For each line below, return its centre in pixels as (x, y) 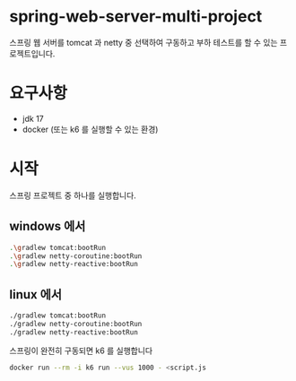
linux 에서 (36, 294)
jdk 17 (33, 118)
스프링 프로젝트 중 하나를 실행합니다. (73, 195)
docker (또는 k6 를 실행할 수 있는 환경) (90, 129)
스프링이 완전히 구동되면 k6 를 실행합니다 (81, 351)
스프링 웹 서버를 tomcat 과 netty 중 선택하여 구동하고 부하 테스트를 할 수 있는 (144, 42)
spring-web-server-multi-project (136, 17)
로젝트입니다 (31, 53)
